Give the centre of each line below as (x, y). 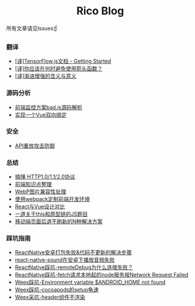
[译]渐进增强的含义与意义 (46, 76)
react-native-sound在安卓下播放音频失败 (65, 260)
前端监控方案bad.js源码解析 (48, 107)
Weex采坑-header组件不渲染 (50, 297)
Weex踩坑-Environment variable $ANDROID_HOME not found (90, 282)
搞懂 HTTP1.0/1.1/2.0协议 (45, 177)
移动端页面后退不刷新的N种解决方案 (59, 221)
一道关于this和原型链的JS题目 (51, 214)
